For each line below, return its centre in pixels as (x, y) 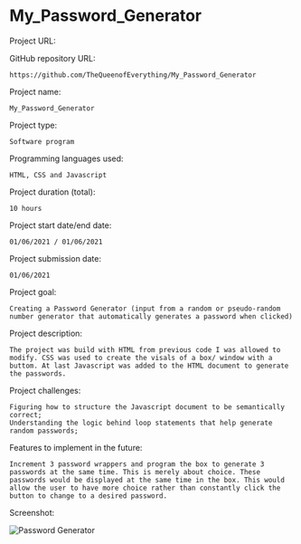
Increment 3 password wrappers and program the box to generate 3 (137, 464)
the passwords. (38, 373)
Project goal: (33, 291)
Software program (42, 141)
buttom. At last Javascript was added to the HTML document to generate (149, 366)
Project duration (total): (52, 192)
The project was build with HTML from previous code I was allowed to (145, 349)
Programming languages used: (66, 158)
